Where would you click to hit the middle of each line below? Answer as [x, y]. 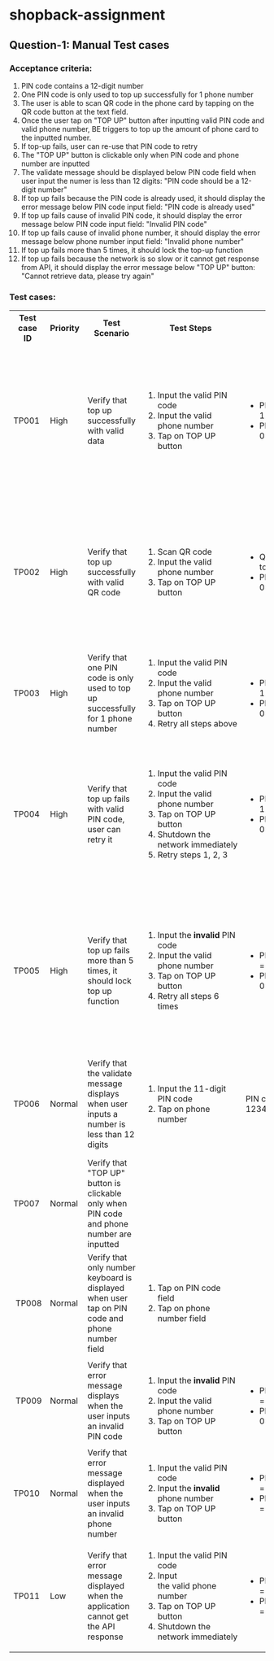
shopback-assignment [87, 15]
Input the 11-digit [192, 1089]
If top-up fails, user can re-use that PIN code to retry [109, 146]
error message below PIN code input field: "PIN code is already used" [138, 207]
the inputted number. [56, 137]
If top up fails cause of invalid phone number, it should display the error [141, 233]
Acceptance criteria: [51, 68]
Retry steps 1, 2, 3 [193, 855]
